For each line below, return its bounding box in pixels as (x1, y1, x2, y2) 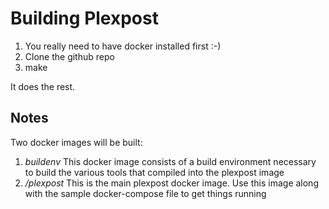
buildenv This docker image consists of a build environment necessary (24, 155, 317, 167)
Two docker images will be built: (10, 136, 143, 148)
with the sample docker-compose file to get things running (24, 187, 267, 199)
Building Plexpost (10, 7, 159, 30)
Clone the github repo (24, 50, 115, 62)
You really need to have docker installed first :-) (24, 40, 222, 52)
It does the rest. (10, 80, 76, 92)
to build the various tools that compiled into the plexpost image (24, 166, 285, 178)
